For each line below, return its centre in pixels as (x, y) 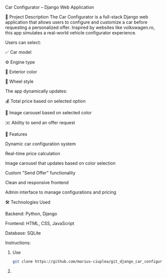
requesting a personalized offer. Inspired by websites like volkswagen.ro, (80, 27)
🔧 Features (16, 134)
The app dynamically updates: (36, 91)
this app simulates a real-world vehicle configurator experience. (71, 33)
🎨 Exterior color (21, 72)
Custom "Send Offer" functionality (40, 173)
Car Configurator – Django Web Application (50, 7)
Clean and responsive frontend (37, 182)
